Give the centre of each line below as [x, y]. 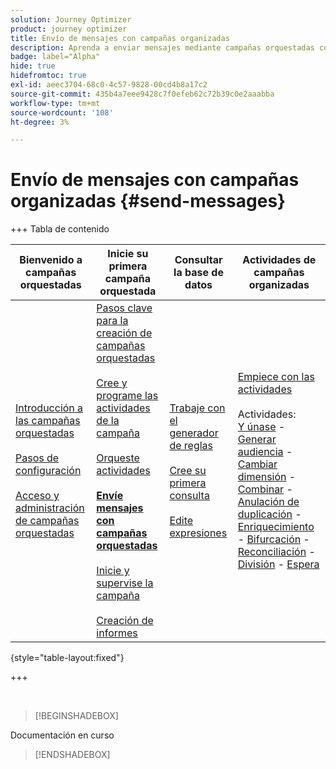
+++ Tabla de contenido [60, 229]
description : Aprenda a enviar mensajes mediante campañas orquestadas [162, 47]
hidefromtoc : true [48, 76]
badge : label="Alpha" [55, 57]
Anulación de [268, 502]
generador [194, 433]
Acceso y [37, 496]
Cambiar [257, 464]
